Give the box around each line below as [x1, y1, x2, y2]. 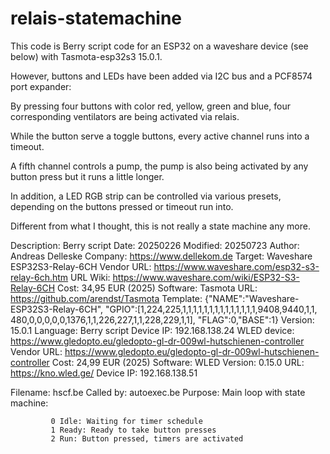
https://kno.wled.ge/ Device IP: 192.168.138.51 [10, 367, 198, 379]
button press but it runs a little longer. [10, 170, 165, 182]
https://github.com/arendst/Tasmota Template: [10, 292, 203, 304]
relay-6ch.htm [10, 271, 69, 283]
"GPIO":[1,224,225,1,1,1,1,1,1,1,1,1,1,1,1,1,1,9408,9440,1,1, [105, 303, 318, 315]
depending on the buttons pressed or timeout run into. [10, 200, 234, 212]
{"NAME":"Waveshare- [204, 292, 300, 304]
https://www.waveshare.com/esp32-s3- [153, 260, 320, 272]
